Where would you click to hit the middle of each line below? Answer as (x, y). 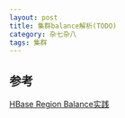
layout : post (34, 17)
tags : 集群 (28, 42)
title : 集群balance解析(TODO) (63, 26)
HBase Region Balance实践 (59, 105)
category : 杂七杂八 (43, 34)
